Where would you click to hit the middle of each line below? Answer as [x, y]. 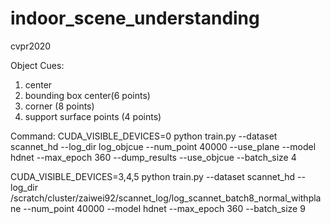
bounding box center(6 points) [87, 95]
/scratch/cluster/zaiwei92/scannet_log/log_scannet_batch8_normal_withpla [166, 198]
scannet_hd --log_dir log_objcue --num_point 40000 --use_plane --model [163, 146]
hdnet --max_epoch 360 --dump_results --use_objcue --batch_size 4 [153, 157]
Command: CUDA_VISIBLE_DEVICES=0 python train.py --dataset [144, 136]
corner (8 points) [59, 106]
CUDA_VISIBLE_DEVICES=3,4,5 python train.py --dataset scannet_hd [153, 176]
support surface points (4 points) [93, 116]
